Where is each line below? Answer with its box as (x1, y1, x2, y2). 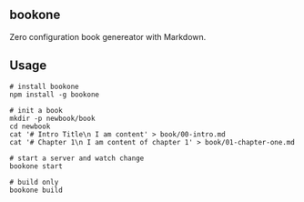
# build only (9, 177, 59, 187)
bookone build (9, 186, 64, 195)
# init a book (9, 106, 64, 115)
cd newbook (9, 122, 51, 131)
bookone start (9, 161, 64, 171)
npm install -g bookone (9, 90, 100, 99)
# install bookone (9, 82, 79, 91)
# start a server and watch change (9, 154, 145, 163)
